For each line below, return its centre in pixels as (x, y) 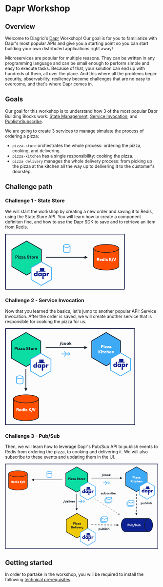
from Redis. (17, 227)
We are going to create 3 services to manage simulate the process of (74, 131)
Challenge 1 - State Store (35, 201)
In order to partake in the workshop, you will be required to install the (74, 574)
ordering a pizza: (22, 136)
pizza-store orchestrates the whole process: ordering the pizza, (77, 145)
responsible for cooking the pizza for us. (46, 321)
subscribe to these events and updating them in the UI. (60, 457)
